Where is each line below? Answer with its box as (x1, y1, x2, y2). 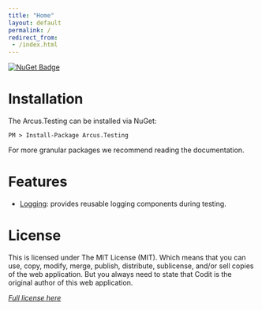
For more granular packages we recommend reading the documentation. (8, 145, 245, 155)
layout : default (8, 19, 62, 27)
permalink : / (8, 26, 51, 34)
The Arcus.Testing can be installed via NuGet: (8, 116, 157, 126)
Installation (8, 90, 84, 108)
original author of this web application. (8, 278, 133, 287)
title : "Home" (8, 11, 55, 20)
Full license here (8, 293, 62, 302)
